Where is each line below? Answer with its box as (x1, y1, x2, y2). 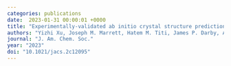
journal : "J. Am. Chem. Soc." (7, 36, 94, 43)
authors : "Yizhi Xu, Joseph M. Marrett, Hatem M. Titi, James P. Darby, (7, 29, 220, 36)
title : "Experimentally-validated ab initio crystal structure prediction (7, 23, 226, 30)
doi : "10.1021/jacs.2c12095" (7, 49, 91, 56)
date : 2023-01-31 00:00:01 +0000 (7, 16, 107, 23)
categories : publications (7, 10, 81, 17)
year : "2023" (7, 42, 45, 49)
